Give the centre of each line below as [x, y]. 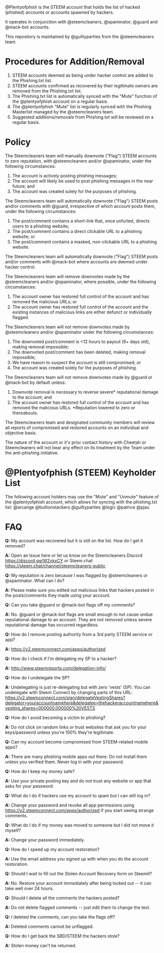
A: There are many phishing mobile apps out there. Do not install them [76, 756]
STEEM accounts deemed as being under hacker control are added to [83, 75]
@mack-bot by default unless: [36, 382]
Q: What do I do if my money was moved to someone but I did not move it [80, 825]
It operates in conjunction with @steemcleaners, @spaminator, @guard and [82, 22]
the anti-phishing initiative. [32, 453]
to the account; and [32, 397]
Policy [18, 142]
